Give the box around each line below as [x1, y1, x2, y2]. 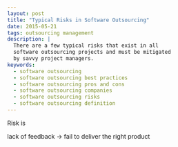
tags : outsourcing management [7, 29, 95, 37]
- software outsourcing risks [13, 94, 100, 101]
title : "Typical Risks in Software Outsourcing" [7, 17, 150, 23]
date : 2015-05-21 [7, 23, 57, 30]
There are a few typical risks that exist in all [13, 42, 159, 49]
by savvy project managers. [13, 55, 95, 62]
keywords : [7, 61, 36, 68]
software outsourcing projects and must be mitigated [13, 49, 171, 56]
